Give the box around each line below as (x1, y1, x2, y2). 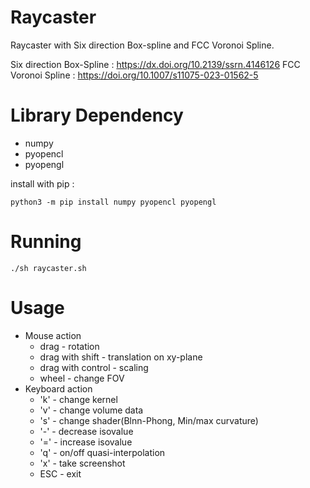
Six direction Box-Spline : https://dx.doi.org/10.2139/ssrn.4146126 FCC (10, 58, 301, 70)
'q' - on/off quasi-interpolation (39, 446, 166, 458)
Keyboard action (24, 382, 93, 395)
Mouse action (24, 329, 82, 341)
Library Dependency (10, 104, 184, 127)
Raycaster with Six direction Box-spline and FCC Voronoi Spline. (10, 39, 275, 51)
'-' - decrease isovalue (39, 425, 134, 437)
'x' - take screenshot (39, 457, 126, 469)
